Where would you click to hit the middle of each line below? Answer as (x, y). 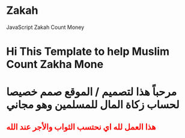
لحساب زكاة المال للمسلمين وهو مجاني (93, 105)
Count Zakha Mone (55, 64)
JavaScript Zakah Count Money (45, 27)
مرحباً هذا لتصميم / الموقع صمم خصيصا (92, 92)
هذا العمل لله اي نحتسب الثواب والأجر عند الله (81, 127)
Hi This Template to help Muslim (88, 52)
